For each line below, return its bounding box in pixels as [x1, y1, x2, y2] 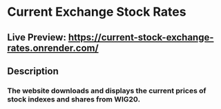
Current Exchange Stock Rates [7, 4, 186, 20]
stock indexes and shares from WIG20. [7, 94, 140, 104]
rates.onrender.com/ [7, 42, 99, 53]
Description [7, 65, 59, 77]
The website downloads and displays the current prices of [7, 86, 206, 95]
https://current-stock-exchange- [68, 32, 214, 43]
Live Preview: [7, 32, 67, 43]
